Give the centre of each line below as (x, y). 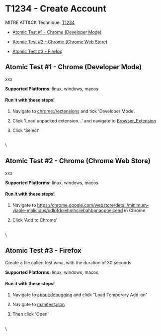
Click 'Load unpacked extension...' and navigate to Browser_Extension (84, 120)
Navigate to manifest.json (39, 304)
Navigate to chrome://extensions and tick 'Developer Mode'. (74, 111)
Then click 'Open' (30, 314)
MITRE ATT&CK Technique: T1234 (40, 22)
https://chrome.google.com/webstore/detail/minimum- (93, 205)
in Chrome (135, 210)
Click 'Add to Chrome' (35, 220)
